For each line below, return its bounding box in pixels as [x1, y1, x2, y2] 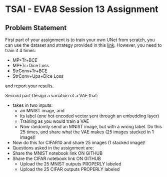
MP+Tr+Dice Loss [12, 63, 49, 68]
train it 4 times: [5, 48, 36, 53]
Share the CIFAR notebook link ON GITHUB [12, 155, 101, 161]
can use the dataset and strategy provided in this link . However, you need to [5, 42, 162, 48]
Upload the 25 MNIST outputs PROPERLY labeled [19, 161, 121, 166]
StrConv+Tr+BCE [12, 68, 47, 74]
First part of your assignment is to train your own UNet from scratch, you [5, 37, 155, 43]
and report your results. [5, 83, 54, 89]
